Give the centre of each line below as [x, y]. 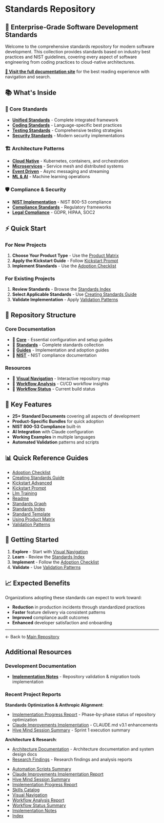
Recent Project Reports [33, 695]
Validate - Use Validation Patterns [46, 567]
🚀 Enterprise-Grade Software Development [72, 27]
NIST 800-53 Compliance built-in [46, 426]
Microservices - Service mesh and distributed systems [68, 166]
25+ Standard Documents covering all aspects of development [76, 416]
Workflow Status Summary [39, 805]
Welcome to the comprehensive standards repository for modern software [80, 47]
